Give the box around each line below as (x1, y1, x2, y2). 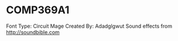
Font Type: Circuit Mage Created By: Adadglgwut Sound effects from (6, 23, 173, 29)
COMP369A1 (6, 3, 70, 17)
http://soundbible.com (6, 28, 60, 35)
